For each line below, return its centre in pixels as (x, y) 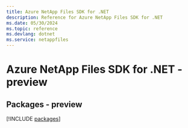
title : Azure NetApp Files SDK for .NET (58, 12)
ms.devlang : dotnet (31, 34)
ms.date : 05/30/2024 (32, 23)
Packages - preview (44, 104)
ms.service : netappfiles (37, 40)
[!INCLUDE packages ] (33, 119)
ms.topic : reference (32, 29)
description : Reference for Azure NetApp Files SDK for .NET (85, 17)
